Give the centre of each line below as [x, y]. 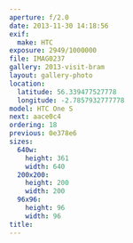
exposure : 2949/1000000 [53, 51]
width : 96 [43, 216]
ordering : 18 [33, 126]
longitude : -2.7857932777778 [71, 100]
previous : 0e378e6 [43, 134]
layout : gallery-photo [51, 76]
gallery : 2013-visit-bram [57, 68]
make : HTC [35, 42]
